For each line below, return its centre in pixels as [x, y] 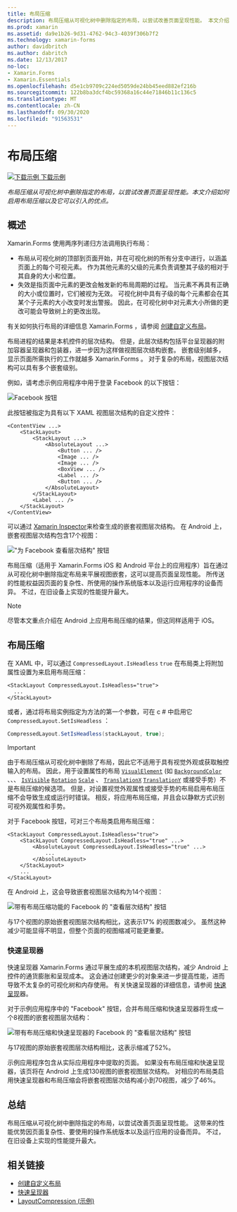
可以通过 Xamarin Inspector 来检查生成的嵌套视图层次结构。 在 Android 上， [116, 527]
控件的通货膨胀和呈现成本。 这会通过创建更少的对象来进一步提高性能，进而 [116, 976]
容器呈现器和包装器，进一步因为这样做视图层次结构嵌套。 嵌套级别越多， [119, 350]
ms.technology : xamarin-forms [52, 40]
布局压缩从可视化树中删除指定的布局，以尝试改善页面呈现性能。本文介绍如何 [118, 192]
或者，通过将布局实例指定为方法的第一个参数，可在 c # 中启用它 [100, 712]
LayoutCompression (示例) [56, 1201]
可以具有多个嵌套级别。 [47, 368]
